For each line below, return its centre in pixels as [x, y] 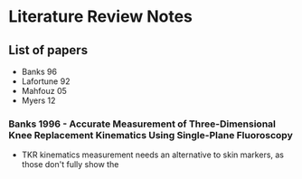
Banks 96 [39, 71]
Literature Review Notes [101, 17]
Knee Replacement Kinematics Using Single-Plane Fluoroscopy [151, 135]
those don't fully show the [70, 165]
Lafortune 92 [46, 81]
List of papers [48, 50]
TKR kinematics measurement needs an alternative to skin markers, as [153, 155]
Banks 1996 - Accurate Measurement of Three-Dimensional [142, 124]
